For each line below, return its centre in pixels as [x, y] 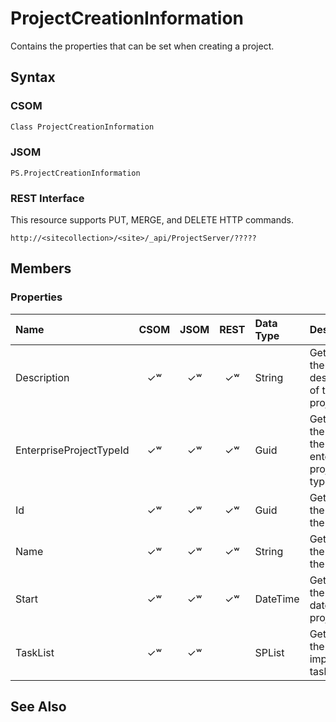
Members [41, 268]
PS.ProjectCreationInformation [75, 173]
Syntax [33, 77]
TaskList [35, 652]
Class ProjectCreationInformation [82, 127]
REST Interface [47, 198]
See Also [38, 707]
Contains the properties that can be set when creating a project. [142, 46]
